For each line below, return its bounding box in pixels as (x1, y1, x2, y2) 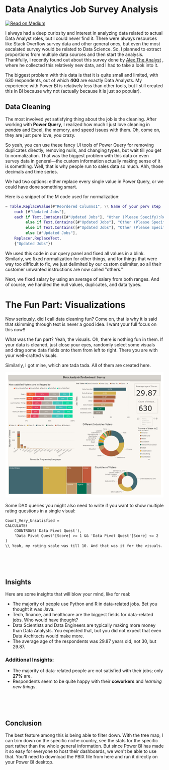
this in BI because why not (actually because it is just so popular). (5, 88, 141, 94)
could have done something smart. (5, 184, 77, 190)
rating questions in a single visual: (5, 508, 76, 514)
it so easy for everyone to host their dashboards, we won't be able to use (5, 748, 157, 754)
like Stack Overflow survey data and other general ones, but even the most (5, 40, 160, 46)
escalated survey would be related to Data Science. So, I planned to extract (5, 46, 161, 52)
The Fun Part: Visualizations (5, 299, 126, 311)
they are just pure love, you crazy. (5, 132, 75, 138)
